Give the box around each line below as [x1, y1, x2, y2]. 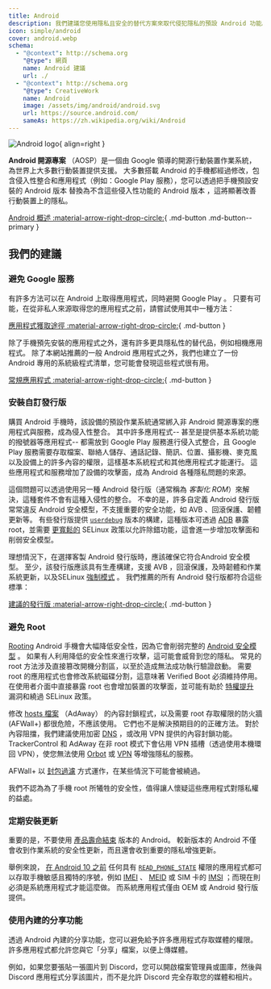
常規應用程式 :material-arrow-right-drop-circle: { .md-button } [8, 375, 212, 384]
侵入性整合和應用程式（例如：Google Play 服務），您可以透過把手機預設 [15, 175, 252, 185]
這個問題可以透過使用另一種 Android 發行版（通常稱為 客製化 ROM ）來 [8, 484, 244, 494]
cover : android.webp [8, 34, 78, 43]
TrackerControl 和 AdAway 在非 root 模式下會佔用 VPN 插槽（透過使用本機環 [8, 739, 262, 749]
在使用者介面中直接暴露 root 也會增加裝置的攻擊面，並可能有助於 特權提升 [8, 682, 254, 692]
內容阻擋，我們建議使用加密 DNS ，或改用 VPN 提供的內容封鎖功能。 [8, 729, 237, 738]
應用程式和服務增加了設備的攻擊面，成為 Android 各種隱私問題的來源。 [15, 467, 251, 476]
